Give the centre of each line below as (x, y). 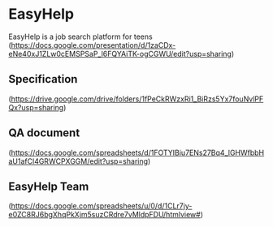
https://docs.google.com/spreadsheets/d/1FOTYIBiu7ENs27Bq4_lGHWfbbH (138, 152)
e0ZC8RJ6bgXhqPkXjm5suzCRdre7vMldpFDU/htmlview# (104, 215)
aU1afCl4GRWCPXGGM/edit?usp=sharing (78, 161)
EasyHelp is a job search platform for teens (80, 36)
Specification (43, 79)
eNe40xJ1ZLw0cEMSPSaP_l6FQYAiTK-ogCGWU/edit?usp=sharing (120, 54)
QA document (44, 133)
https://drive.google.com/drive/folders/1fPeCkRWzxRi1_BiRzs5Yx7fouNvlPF (137, 99)
